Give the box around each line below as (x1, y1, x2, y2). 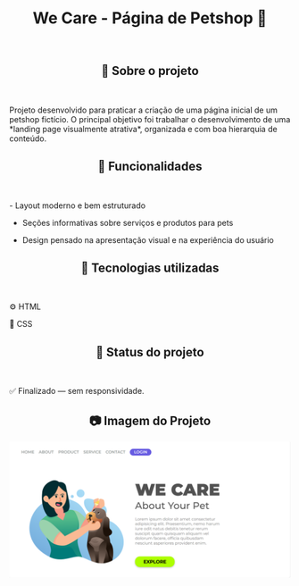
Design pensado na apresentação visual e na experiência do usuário (21, 234, 274, 245)
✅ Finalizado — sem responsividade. (9, 386, 145, 397)
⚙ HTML (9, 301, 42, 312)
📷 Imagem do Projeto (88, 413, 212, 428)
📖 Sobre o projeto (101, 63, 199, 79)
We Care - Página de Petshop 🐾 (32, 8, 268, 29)
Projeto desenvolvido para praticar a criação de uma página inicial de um (9, 105, 278, 115)
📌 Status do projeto (96, 344, 204, 360)
